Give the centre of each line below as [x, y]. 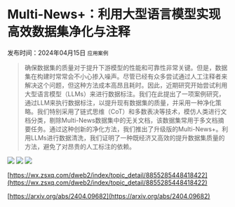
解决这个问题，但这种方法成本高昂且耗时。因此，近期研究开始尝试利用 [126, 85]
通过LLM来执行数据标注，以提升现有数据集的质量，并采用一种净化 [120, 102]
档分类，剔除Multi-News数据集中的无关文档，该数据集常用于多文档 [121, 120]
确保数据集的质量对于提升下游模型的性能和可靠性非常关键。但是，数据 [126, 67]
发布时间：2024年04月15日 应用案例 [58, 53]
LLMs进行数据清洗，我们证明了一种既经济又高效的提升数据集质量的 [128, 138]
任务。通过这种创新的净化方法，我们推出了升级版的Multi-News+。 [126, 129]
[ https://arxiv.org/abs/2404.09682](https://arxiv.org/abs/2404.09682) [109, 196]
